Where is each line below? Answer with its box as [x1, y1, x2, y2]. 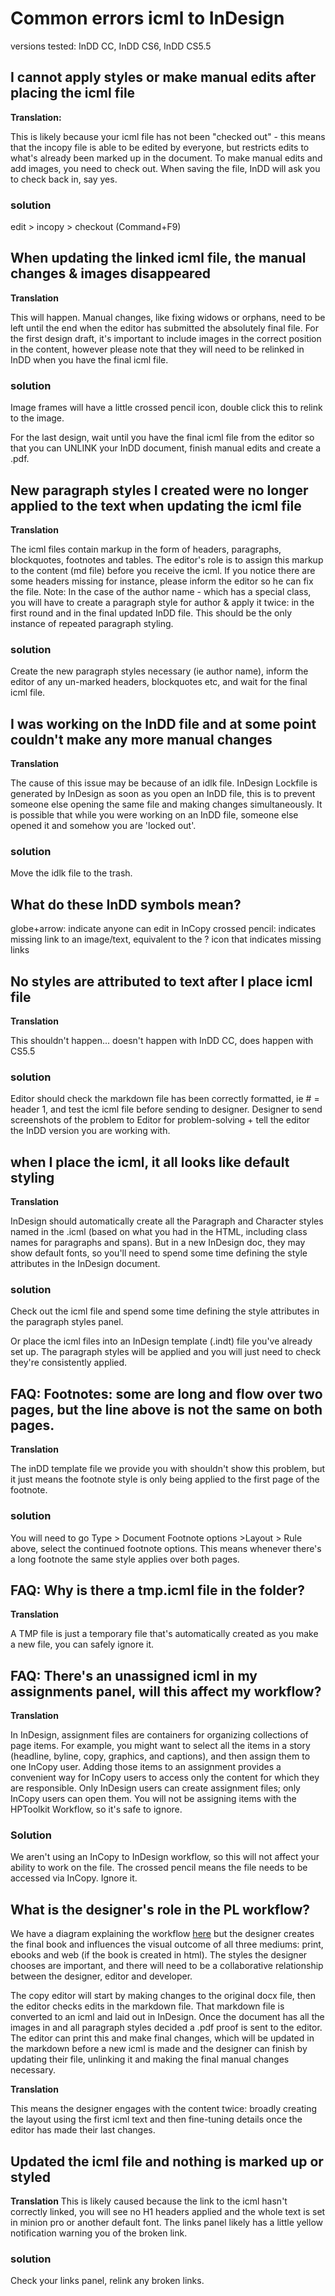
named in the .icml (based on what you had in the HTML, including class [10, 1226, 308, 1238]
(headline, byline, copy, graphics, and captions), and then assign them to [10, 1750, 311, 1762]
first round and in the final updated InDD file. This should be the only [10, 607, 293, 619]
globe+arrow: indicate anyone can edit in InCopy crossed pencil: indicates [10, 923, 317, 935]
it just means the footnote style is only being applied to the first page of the [10, 1473, 320, 1486]
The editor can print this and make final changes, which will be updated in [10, 2032, 315, 2044]
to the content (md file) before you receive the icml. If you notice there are [10, 564, 316, 576]
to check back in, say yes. [10, 173, 118, 185]
